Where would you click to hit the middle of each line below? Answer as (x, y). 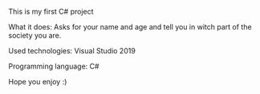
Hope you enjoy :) (38, 82)
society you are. (35, 35)
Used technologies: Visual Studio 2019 (72, 51)
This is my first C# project (51, 12)
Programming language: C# (54, 66)
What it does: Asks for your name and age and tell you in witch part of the (130, 27)
